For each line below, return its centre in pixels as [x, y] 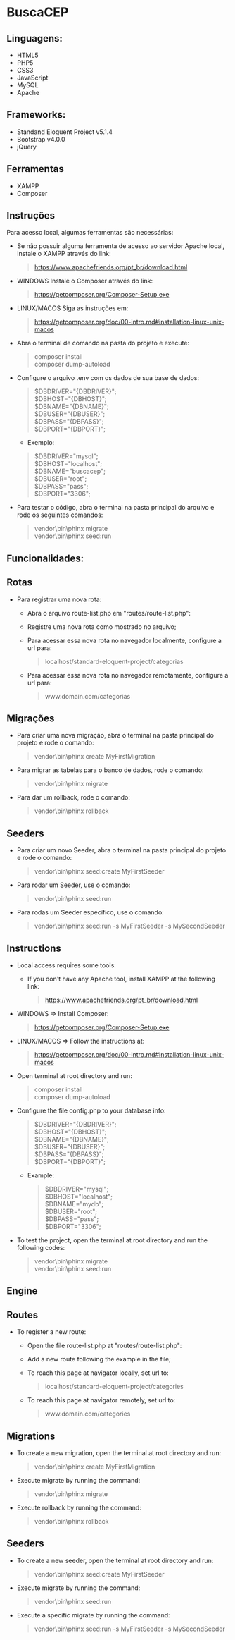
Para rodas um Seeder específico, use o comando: [90, 912]
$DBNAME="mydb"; [74, 1204]
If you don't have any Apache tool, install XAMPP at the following [121, 979]
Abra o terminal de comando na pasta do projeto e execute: [103, 343]
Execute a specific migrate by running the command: [93, 1615]
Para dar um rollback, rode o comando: [74, 797]
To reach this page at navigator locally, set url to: [98, 1373]
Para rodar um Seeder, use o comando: [74, 885]
